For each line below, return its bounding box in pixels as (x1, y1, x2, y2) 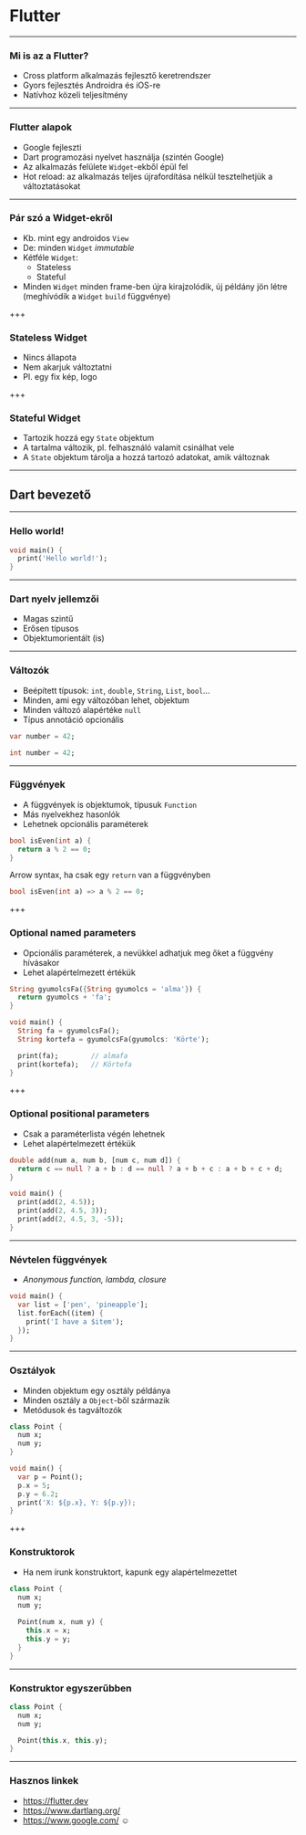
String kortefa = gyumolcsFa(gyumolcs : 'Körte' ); (17, 1034, 209, 1043)
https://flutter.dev (22, 1795, 89, 1806)
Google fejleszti (22, 142, 82, 152)
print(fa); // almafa (17, 1051, 128, 1060)
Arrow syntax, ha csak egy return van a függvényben (9, 869, 211, 881)
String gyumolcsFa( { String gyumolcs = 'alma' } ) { (9, 984, 202, 993)
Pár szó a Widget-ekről (9, 212, 114, 225)
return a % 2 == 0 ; (17, 844, 92, 854)
